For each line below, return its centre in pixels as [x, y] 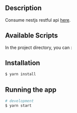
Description [23, 8]
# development [20, 101]
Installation [23, 63]
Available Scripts [31, 36]
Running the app [31, 90]
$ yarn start [18, 106]
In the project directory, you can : [39, 47]
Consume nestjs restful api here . [38, 20]
